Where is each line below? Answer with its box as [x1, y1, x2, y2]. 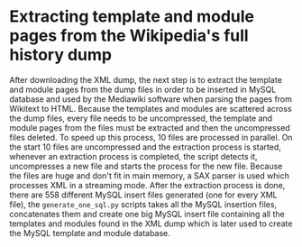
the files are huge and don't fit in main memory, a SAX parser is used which [9, 169, 290, 181]
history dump [9, 45, 113, 65]
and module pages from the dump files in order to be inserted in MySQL [9, 84, 277, 95]
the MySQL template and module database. [9, 227, 171, 238]
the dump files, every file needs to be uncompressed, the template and [9, 113, 273, 123]
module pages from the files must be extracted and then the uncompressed [9, 122, 290, 133]
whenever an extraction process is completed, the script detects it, [9, 151, 259, 161]
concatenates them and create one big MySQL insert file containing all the [9, 208, 286, 219]
